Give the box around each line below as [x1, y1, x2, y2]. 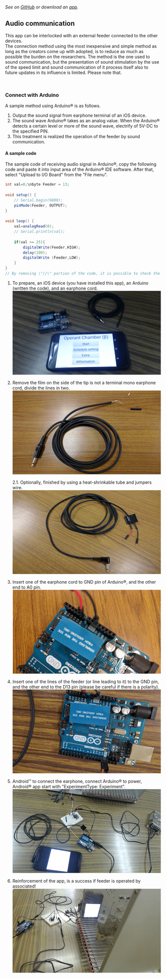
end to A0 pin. [12, 584, 41, 591]
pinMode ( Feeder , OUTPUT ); [14, 203, 68, 208]
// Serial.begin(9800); [14, 198, 63, 203]
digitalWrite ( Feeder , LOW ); [23, 255, 81, 260]
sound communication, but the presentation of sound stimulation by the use [5, 59, 160, 65]
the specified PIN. [12, 128, 49, 134]
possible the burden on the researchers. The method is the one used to [5, 54, 150, 60]
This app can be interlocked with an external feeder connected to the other [5, 32, 158, 38]
